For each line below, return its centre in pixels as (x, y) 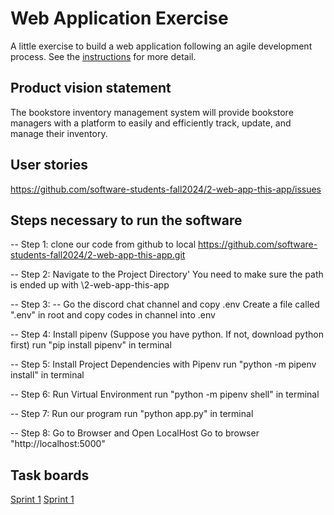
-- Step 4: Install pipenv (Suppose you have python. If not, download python (167, 334)
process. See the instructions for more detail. (103, 56)
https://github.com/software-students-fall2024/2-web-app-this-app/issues (166, 189)
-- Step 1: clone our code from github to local (103, 244)
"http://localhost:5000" (58, 444)
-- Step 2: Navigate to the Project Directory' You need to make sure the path (167, 274)
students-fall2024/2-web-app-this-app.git (98, 255)
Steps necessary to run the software (126, 220)
